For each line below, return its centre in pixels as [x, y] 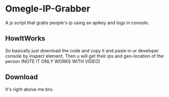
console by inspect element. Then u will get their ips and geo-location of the [84, 56]
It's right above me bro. [30, 89]
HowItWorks [25, 38]
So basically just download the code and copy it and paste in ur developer [82, 50]
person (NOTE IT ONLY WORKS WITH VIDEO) [53, 61]
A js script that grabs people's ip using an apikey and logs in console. [77, 23]
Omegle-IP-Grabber [48, 9]
